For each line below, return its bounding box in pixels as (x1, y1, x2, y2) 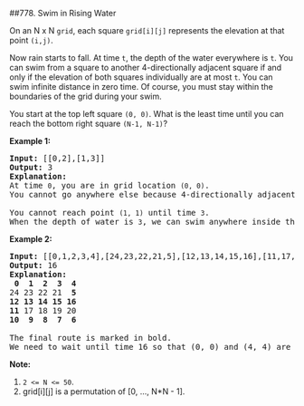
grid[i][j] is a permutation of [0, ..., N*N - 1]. (22, 386, 185, 397)
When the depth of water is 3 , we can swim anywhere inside (9, 217, 281, 227)
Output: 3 (9, 162, 52, 172)
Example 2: (9, 234, 52, 244)
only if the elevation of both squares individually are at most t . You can (9, 72, 273, 82)
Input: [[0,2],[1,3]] (9, 153, 106, 163)
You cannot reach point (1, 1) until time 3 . (9, 208, 210, 217)
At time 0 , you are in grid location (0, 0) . (9, 180, 210, 190)
